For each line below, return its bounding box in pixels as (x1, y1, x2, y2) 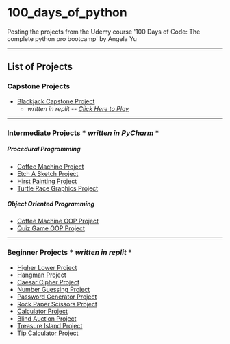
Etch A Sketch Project (16, 169, 79, 177)
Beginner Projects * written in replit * (7, 248, 132, 258)
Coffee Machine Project (16, 162, 84, 171)
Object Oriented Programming (7, 200, 95, 208)
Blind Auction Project (16, 314, 77, 323)
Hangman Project (16, 271, 66, 279)
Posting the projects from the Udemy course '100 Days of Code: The (7, 27, 201, 36)
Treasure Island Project (16, 321, 83, 330)
